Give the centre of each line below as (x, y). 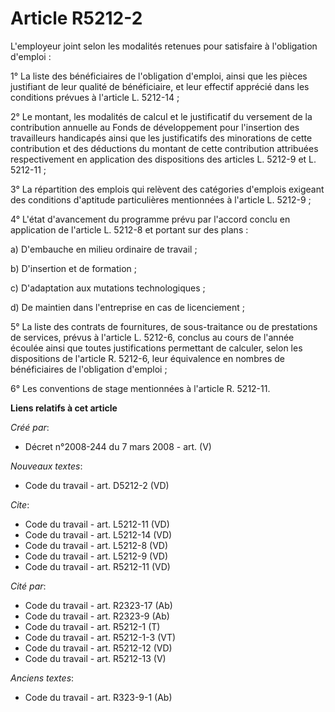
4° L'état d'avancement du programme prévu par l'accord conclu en (150, 219)
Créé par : (30, 427)
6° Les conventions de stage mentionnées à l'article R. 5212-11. (140, 388)
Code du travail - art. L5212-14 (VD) (98, 534)
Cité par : (28, 586)
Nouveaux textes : (46, 466)
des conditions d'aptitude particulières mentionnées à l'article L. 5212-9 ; (161, 199)
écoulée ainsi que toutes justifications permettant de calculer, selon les (156, 348)
